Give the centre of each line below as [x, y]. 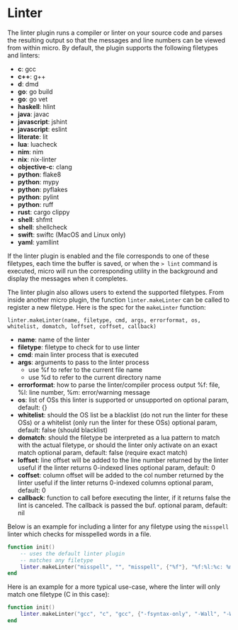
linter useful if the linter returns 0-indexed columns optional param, [115, 483]
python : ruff [35, 204]
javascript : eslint [42, 129]
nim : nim [30, 152]
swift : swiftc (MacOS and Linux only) [72, 235]
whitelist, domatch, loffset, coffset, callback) [82, 326]
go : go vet [33, 99]
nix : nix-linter [37, 159]
